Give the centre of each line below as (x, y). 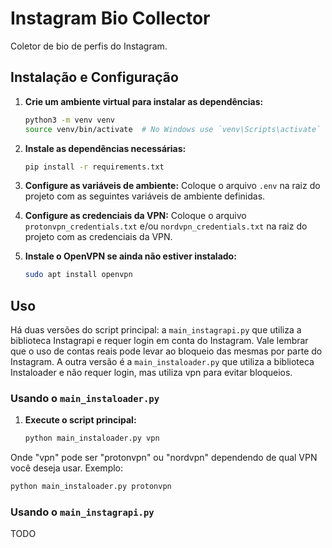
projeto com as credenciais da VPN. (98, 237)
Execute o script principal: (80, 420)
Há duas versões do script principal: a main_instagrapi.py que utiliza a (156, 330)
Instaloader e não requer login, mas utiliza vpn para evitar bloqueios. (151, 373)
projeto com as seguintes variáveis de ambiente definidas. (145, 196)
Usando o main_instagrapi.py (82, 512)
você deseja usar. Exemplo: (67, 468)
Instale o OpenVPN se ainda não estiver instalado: (130, 256)
